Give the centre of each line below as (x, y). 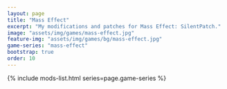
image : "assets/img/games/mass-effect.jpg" (71, 33)
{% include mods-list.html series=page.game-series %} (87, 78)
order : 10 (21, 59)
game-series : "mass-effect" (48, 46)
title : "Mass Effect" (38, 20)
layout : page (26, 13)
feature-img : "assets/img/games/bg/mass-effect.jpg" (85, 39)
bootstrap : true (30, 52)
